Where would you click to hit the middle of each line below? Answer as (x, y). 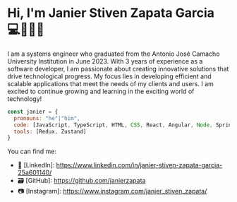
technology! (25, 99)
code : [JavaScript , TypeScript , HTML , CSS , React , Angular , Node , (113, 125)
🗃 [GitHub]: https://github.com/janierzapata (81, 181)
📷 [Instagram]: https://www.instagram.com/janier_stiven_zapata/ (112, 191)
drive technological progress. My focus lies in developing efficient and (109, 76)
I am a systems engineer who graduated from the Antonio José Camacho (114, 54)
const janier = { (33, 112)
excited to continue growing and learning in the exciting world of (101, 91)
